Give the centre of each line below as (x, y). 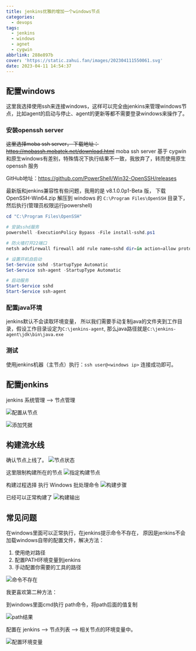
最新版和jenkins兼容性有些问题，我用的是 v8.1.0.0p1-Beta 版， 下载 (86, 191)
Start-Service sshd (30, 286)
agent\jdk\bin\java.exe (35, 335)
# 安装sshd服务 (23, 227)
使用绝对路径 (30, 553)
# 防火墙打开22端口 (27, 244)
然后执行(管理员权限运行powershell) (49, 205)
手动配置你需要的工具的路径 (48, 567)
